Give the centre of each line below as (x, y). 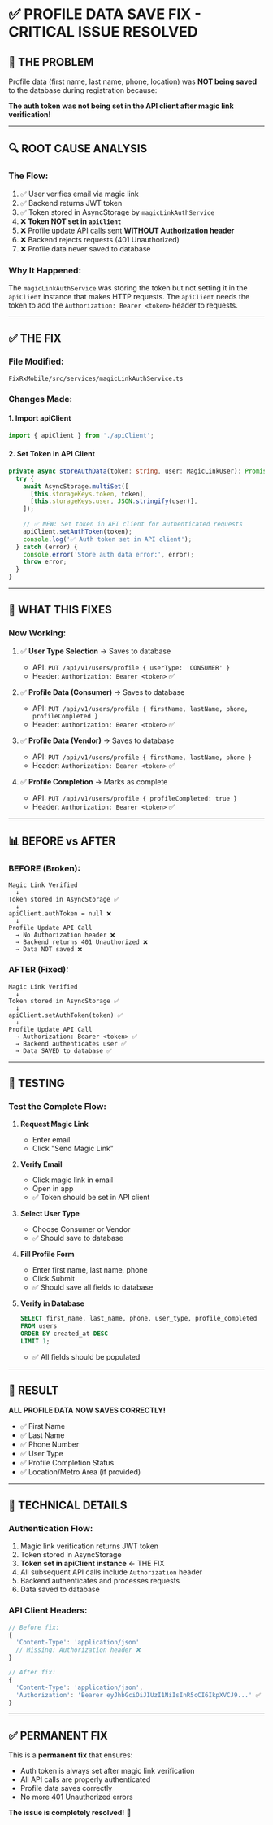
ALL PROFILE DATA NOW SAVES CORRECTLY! (87, 1410)
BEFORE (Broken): (45, 869)
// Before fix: (34, 1627)
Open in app (53, 1189)
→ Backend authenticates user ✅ (71, 1043)
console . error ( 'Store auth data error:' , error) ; (109, 554)
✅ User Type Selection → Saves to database (95, 651)
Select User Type (50, 1214)
